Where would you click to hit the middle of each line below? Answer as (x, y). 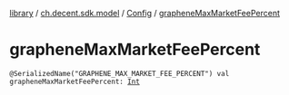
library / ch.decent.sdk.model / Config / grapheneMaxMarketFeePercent (144, 13)
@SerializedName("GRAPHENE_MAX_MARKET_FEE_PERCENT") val (120, 73)
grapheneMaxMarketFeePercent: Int (75, 81)
